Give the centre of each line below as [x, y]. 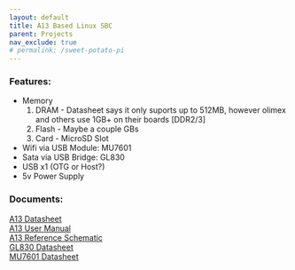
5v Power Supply [53, 176]
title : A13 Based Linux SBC [61, 26]
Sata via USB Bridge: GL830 [74, 157]
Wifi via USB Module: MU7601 [77, 148]
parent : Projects [41, 34]
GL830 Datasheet [41, 247]
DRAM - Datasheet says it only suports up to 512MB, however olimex [160, 110]
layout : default [39, 17]
